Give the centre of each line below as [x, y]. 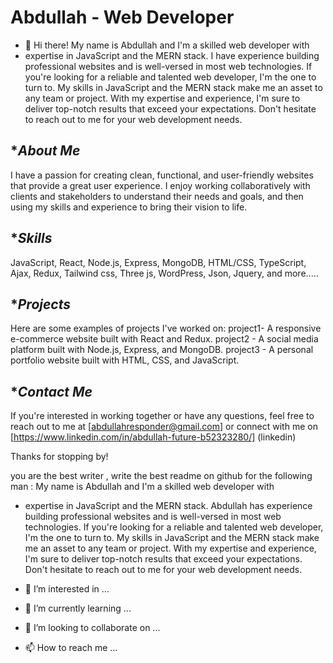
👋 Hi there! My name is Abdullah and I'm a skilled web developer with [167, 45]
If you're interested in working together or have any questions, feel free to [162, 416]
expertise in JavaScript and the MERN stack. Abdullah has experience [168, 506]
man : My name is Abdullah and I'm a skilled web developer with [142, 487]
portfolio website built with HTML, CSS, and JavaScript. [125, 360]
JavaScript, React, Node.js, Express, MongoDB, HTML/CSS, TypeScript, [158, 262]
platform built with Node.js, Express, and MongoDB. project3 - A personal [162, 350]
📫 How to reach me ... [71, 648]
